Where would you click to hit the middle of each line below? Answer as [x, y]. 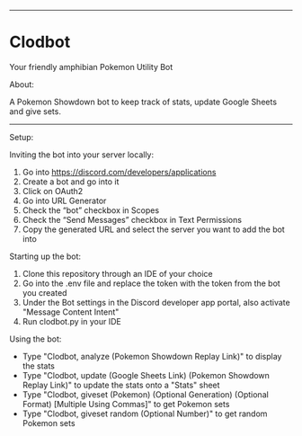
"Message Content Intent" [71, 312]
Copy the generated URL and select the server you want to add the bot [153, 229]
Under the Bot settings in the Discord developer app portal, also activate [156, 302]
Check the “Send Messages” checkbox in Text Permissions [132, 219]
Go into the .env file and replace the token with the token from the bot [151, 283]
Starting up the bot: [45, 256]
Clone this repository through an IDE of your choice [117, 273]
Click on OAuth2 [53, 191]
